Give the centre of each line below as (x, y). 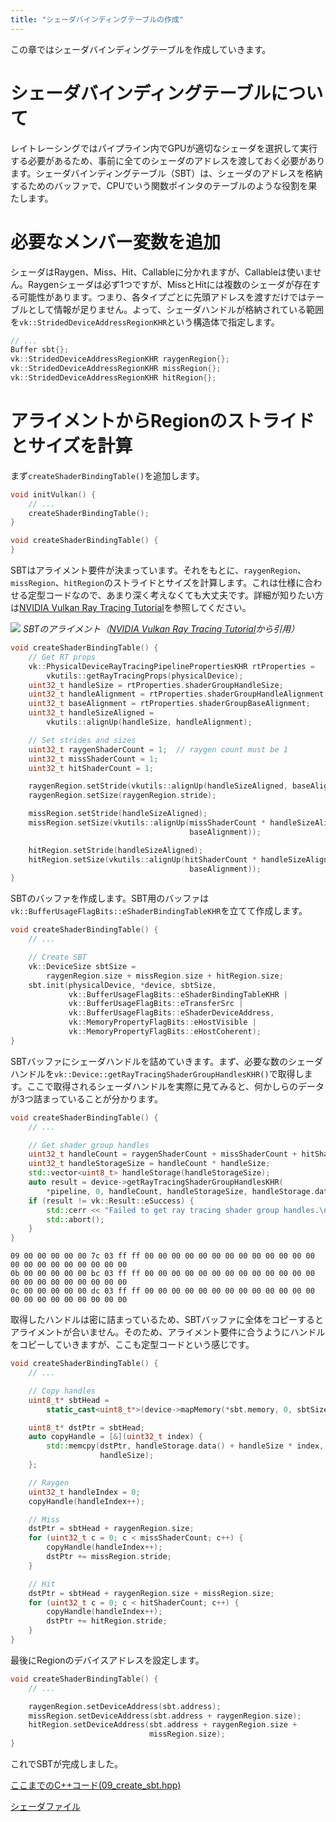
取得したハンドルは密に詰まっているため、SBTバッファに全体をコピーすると (167, 1320)
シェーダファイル (45, 1807)
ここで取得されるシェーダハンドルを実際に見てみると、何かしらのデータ (175, 1086)
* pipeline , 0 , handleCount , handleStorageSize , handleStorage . (180, 1191)
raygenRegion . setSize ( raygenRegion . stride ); (122, 796)
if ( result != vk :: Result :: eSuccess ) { (111, 1201)
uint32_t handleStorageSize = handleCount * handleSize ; (149, 1164)
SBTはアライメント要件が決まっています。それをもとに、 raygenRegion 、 (158, 570)
